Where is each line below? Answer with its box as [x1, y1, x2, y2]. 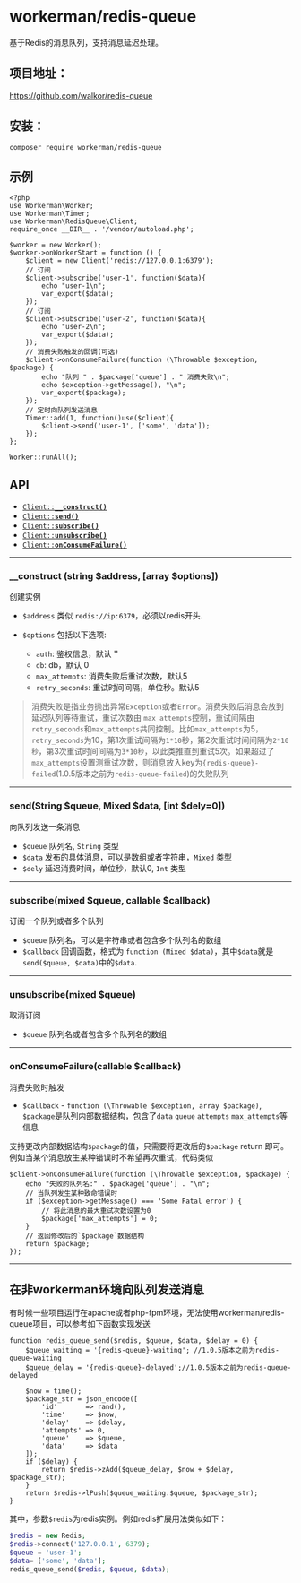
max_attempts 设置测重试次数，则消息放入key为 [30, 757, 203, 768]
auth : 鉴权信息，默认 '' [35, 648, 119, 660]
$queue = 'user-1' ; [9, 1548, 82, 1557]
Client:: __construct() [21, 503, 107, 512]
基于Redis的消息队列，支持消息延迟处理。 [9, 37, 164, 48]
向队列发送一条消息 [9, 821, 81, 832]
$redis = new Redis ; [9, 1531, 87, 1541]
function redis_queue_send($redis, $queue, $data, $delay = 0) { [9, 1336, 258, 1345]
